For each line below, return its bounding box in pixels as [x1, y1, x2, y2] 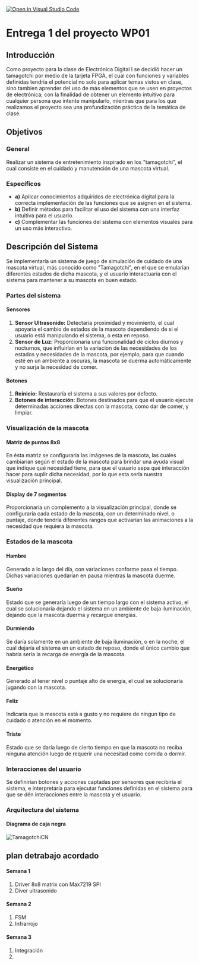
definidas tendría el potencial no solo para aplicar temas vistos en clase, [6, 78, 183, 86]
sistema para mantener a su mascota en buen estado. [6, 276, 138, 283]
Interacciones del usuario [6, 765, 81, 773]
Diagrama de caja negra [6, 820, 67, 828]
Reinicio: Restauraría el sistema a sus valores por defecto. [14, 390, 158, 397]
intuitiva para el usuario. [14, 211, 74, 219]
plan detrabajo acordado [6, 851, 99, 861]
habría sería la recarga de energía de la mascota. [6, 650, 126, 657]
